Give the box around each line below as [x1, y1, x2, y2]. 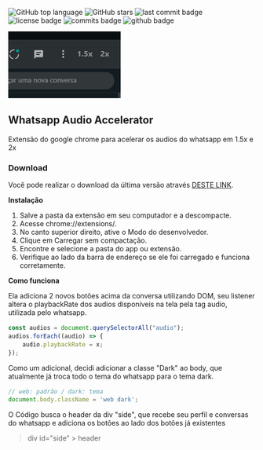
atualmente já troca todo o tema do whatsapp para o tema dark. [8, 371, 214, 381]
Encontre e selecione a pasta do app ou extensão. [19, 244, 182, 254]
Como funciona [8, 276, 60, 286]
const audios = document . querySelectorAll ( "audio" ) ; [8, 324, 184, 332]
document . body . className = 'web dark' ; [8, 396, 139, 404]
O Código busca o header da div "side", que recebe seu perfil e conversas [8, 410, 249, 419]
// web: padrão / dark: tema [8, 387, 104, 396]
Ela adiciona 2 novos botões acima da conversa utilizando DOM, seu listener [8, 291, 255, 301]
